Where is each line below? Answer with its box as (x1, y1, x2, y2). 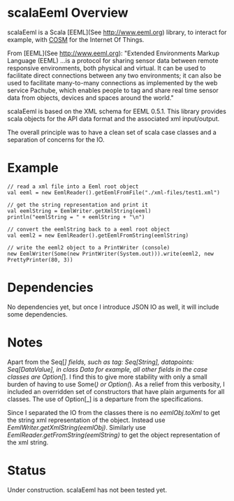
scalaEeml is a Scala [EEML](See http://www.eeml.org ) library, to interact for (7, 28, 227, 36)
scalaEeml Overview (7, 5, 129, 21)
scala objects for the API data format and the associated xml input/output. (7, 114, 220, 123)
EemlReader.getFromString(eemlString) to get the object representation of (7, 430, 221, 439)
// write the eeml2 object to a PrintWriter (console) (7, 244, 170, 251)
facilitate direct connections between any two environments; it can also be (7, 71, 221, 80)
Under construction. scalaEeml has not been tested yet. (7, 486, 168, 494)
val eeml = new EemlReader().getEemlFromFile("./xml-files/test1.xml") (7, 189, 220, 196)
